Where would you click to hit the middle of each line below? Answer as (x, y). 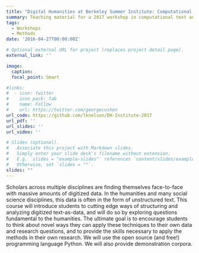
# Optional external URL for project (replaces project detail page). (95, 50)
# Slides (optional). (33, 143)
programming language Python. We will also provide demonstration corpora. (99, 244)
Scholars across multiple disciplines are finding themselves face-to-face (95, 187)
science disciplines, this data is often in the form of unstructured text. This (97, 200)
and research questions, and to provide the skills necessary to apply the (94, 231)
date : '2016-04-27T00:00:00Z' (44, 39)
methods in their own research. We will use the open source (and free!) (93, 237)
